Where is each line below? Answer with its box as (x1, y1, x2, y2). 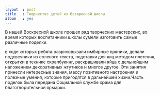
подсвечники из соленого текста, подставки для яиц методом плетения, (5, 54, 156, 60)
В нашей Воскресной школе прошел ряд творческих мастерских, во (5, 29, 148, 35)
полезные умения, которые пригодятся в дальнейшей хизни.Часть (5, 74, 144, 80)
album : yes (5, 16, 34, 21)
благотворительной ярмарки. (5, 85, 66, 91)
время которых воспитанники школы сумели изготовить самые (5, 34, 138, 40)
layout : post (5, 7, 36, 12)
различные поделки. (5, 40, 48, 45)
